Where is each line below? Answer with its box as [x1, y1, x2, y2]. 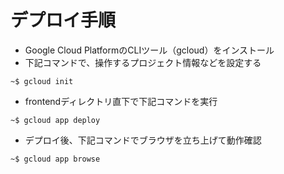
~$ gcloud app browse [10, 154, 101, 164]
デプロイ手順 [10, 9, 117, 32]
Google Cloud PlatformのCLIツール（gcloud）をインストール [24, 44, 275, 56]
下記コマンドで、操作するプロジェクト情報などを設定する [24, 56, 262, 68]
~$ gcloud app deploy [10, 115, 101, 125]
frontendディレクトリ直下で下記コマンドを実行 [24, 95, 218, 107]
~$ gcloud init [10, 76, 74, 86]
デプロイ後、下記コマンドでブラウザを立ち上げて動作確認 [24, 134, 262, 146]
